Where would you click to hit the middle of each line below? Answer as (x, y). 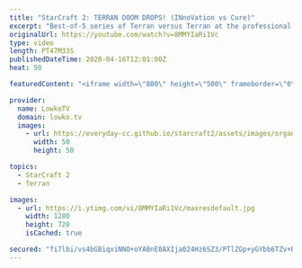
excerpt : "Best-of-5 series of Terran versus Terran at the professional (151, 26)
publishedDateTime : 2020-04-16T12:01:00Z (88, 59)
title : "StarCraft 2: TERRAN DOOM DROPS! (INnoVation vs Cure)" (132, 18)
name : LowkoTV (44, 109)
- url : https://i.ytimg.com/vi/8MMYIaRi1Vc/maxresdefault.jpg (136, 208)
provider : (28, 100)
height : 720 (48, 225)
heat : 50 (26, 68)
